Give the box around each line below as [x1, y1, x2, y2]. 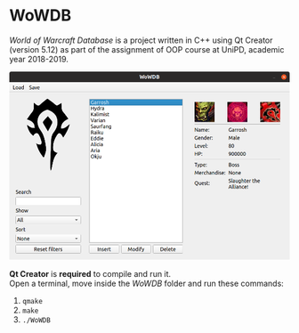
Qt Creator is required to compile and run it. [9, 268, 172, 279]
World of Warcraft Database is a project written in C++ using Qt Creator [9, 35, 273, 45]
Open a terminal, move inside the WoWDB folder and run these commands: [9, 278, 285, 288]
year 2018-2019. [9, 53, 69, 64]
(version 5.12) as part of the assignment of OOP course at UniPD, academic [9, 44, 285, 54]
